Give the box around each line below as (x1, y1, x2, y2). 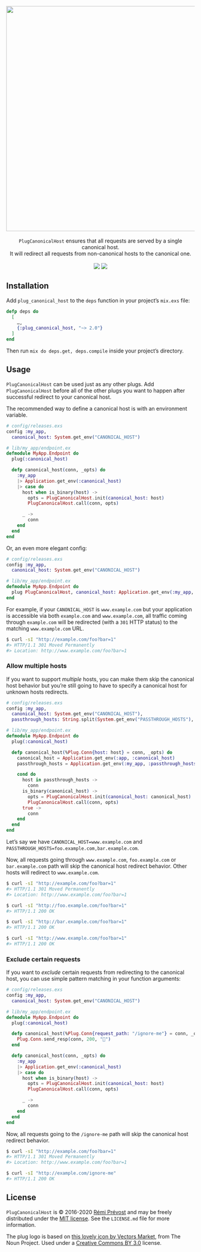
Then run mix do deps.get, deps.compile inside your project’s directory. (6, 347, 184, 354)
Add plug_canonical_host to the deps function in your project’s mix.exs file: (6, 297, 190, 304)
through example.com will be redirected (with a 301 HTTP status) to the (6, 618, 178, 626)
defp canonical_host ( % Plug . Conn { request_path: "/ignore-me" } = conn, (11, 1030, 188, 1037)
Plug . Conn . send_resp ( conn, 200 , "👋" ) (17, 1036, 111, 1042)
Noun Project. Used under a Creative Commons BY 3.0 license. (6, 1239, 162, 1246)
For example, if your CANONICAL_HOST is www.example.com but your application (6, 605, 193, 612)
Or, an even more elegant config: (6, 544, 87, 552)
